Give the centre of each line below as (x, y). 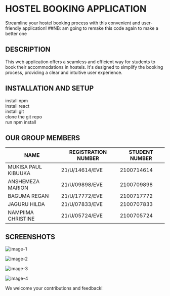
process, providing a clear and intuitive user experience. (64, 72)
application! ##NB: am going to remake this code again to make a (90, 28)
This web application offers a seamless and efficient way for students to (80, 62)
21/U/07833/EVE (82, 204)
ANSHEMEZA (24, 182)
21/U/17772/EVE (82, 196)
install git (15, 111)
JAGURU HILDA (26, 204)
